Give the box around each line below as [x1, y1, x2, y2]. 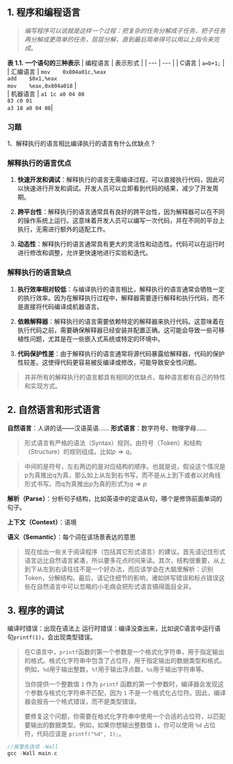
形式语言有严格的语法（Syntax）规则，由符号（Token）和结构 [24, 438, 202, 447]
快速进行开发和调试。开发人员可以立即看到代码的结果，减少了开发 [23, 184, 213, 193]
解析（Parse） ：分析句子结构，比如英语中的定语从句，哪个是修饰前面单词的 [7, 494, 223, 503]
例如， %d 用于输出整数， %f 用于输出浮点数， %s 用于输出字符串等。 [24, 665, 208, 673]
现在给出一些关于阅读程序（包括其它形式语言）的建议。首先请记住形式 [24, 547, 226, 556]
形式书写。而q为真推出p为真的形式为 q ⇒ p [24, 479, 147, 488]
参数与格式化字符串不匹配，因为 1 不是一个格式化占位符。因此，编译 [30, 689, 226, 697]
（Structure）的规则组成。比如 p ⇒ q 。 [24, 447, 136, 455]
